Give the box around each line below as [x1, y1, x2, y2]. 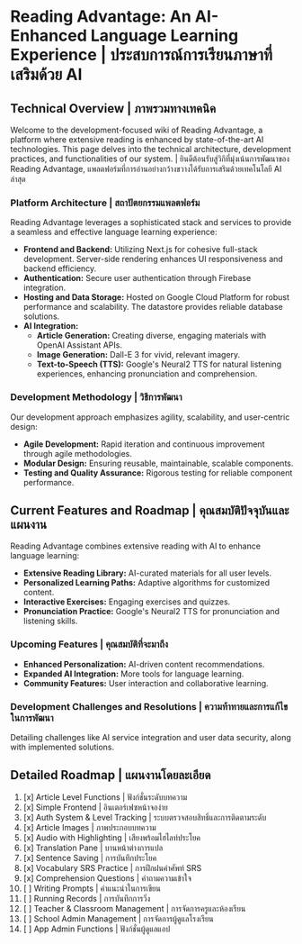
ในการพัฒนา [10, 712, 54, 724]
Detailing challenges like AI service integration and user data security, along [10, 732, 291, 742]
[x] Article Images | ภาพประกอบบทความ [22, 821, 156, 832]
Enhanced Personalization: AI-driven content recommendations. [22, 658, 265, 669]
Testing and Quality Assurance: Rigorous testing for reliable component [22, 467, 293, 478]
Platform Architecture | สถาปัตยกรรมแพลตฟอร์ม [10, 196, 200, 209]
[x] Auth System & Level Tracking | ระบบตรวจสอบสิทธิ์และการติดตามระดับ [22, 812, 267, 822]
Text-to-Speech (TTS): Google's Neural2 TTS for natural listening [36, 359, 282, 370]
